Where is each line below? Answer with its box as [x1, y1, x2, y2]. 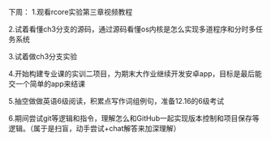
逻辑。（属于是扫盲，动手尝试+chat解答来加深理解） [8, 124, 181, 133]
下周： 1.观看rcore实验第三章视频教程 [8, 7, 133, 16]
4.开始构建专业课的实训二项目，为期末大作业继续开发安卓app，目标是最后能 [8, 69, 262, 79]
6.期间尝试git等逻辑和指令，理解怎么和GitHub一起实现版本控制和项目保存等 [8, 113, 260, 123]
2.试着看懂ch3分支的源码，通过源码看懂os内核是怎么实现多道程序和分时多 [8, 24, 256, 34]
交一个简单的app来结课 [8, 79, 86, 88]
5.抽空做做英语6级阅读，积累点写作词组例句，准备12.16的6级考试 [8, 96, 225, 105]
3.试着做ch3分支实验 [8, 52, 78, 61]
